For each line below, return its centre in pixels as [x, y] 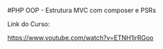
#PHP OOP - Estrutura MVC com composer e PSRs [82, 10]
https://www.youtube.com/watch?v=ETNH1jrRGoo [80, 38]
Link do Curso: [29, 24]
